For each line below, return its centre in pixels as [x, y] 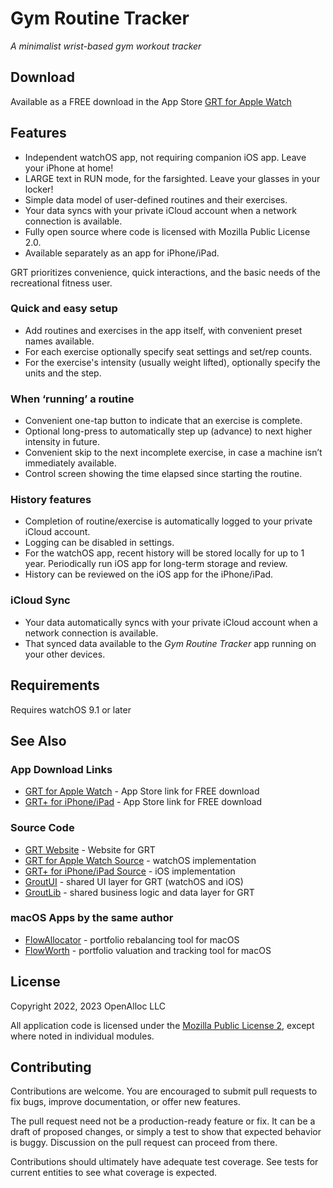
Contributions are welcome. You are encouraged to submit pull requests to [164, 1091]
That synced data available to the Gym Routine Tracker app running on [170, 643]
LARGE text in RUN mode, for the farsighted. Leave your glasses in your [172, 178]
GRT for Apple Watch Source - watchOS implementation [140, 860]
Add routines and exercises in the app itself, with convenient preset [163, 330]
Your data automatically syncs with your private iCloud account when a [171, 622]
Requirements [55, 685]
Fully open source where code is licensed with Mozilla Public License [167, 231]
